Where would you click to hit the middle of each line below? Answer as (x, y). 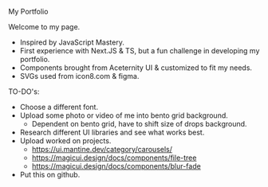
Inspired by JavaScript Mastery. (72, 42)
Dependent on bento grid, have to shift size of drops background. (139, 124)
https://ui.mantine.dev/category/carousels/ (102, 149)
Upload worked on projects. (65, 141)
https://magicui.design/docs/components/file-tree (114, 158)
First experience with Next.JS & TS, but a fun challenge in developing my (140, 51)
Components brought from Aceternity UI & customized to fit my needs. (136, 68)
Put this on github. (50, 175)
